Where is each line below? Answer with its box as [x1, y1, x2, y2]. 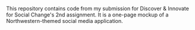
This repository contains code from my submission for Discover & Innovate [6, 5, 189, 12]
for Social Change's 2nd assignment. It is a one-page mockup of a [6, 11, 169, 18]
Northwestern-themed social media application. [6, 18, 123, 24]
